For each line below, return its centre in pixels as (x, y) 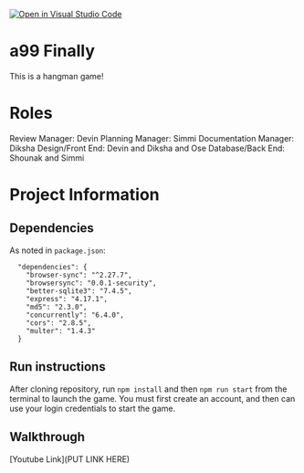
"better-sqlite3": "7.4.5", (79, 291)
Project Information (84, 195)
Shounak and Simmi (47, 158)
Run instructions (58, 367)
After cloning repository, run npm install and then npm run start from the (148, 389)
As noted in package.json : (58, 250)
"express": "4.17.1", (67, 299)
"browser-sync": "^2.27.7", (79, 275)
